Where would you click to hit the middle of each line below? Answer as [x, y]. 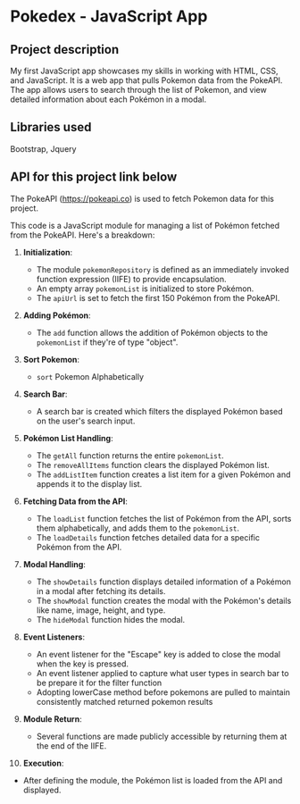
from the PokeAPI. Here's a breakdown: [83, 235]
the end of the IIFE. [71, 745]
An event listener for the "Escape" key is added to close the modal [158, 654]
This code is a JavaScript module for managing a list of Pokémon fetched [145, 225]
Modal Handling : [54, 564]
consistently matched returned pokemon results [125, 701]
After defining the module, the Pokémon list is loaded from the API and [153, 780]
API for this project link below [94, 177]
